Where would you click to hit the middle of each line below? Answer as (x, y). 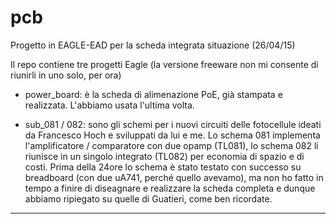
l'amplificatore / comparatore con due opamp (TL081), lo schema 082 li (171, 145)
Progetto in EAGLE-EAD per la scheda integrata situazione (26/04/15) (153, 45)
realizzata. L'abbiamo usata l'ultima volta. (109, 105)
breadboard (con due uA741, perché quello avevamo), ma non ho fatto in (174, 177)
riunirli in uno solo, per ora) (66, 75)
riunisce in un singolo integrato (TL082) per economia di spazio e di (164, 156)
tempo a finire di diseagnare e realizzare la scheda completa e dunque (170, 188)
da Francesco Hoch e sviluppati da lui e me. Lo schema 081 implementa (172, 135)
